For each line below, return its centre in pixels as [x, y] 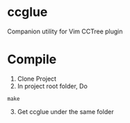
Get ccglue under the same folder [65, 111]
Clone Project [37, 79]
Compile [32, 59]
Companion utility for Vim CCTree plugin [65, 31]
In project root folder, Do [52, 86]
